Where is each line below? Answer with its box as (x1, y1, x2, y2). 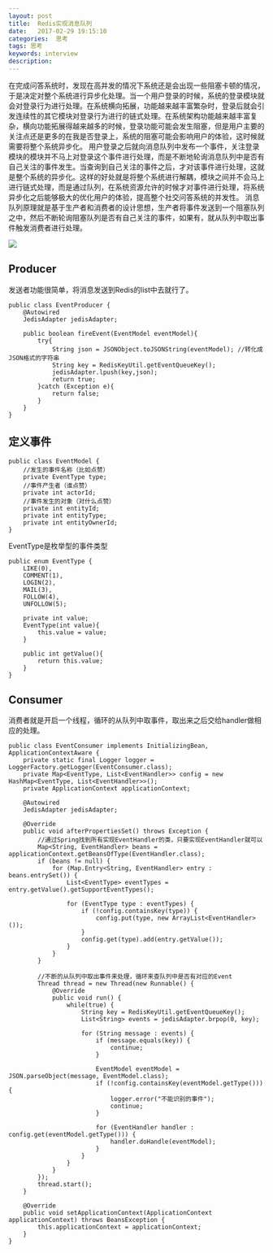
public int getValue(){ (23, 650, 104, 658)
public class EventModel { (8, 457, 100, 465)
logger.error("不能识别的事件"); (110, 1095, 215, 1103)
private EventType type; (23, 472, 107, 481)
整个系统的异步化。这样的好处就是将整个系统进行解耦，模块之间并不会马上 (15, 172, 265, 181)
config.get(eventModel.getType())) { (8, 1131, 136, 1139)
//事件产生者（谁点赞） (23, 481, 91, 489)
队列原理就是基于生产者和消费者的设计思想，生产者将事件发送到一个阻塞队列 (8, 202, 265, 212)
